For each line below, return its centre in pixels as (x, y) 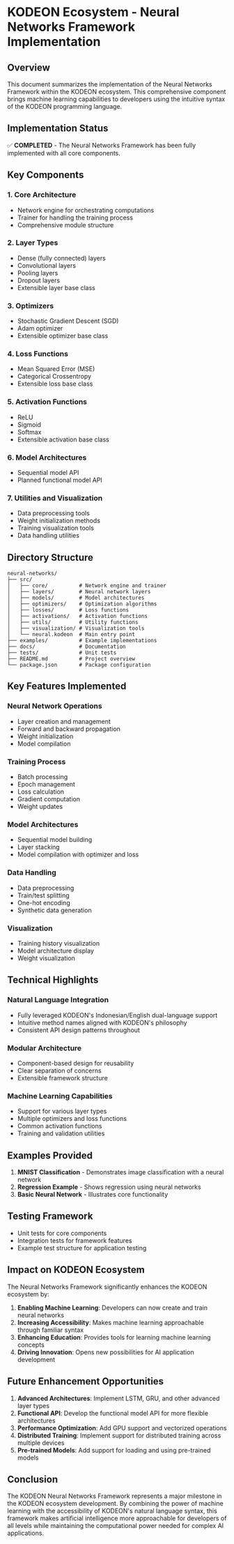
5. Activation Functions (47, 402)
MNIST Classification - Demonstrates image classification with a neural (120, 1172)
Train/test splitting (43, 895)
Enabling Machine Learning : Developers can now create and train (112, 1308)
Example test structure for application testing (82, 1248)
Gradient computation (48, 799)
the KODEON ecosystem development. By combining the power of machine (116, 1504)
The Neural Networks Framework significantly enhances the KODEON (107, 1287)
